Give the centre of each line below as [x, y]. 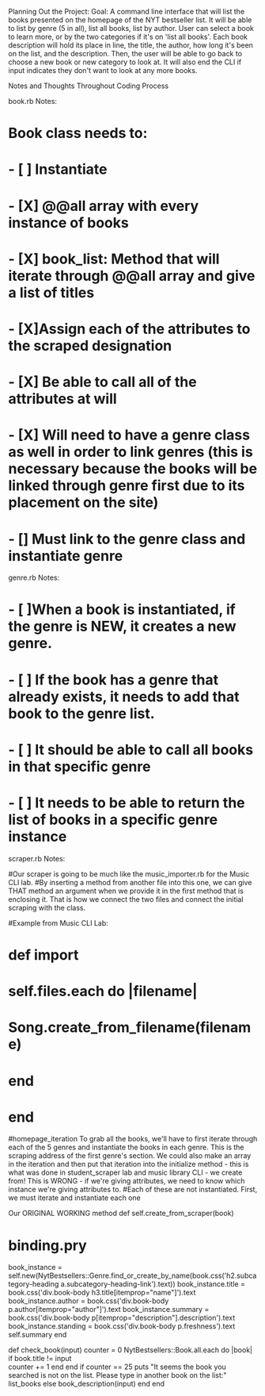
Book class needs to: [78, 133]
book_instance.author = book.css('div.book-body [89, 1301]
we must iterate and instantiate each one [74, 1198]
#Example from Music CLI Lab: [58, 922]
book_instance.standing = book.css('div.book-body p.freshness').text [122, 1326]
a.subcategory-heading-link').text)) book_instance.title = [153, 1284]
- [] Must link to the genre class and [127, 539]
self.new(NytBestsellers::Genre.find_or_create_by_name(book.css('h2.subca [132, 1275]
